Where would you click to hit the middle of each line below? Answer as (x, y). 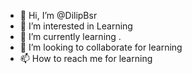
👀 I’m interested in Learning (76, 26)
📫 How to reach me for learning (86, 58)
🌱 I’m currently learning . (70, 36)
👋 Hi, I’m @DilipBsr (58, 15)
